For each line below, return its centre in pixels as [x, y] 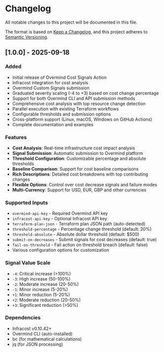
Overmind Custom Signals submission [51, 88]
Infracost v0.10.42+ [32, 328]
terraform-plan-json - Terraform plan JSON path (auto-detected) [79, 224]
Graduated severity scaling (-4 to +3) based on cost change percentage [85, 93]
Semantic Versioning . [27, 37]
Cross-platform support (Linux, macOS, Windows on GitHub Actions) [82, 119]
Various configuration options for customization [61, 250]
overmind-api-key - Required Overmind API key [60, 213]
